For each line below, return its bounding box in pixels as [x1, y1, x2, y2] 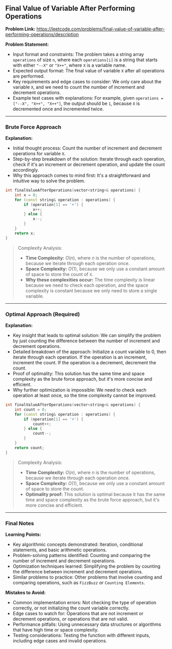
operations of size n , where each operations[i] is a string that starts [12, 57, 158, 63]
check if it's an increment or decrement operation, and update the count [12, 161, 165, 168]
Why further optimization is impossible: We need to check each [12, 387, 147, 393]
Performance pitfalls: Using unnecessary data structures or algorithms [12, 621, 161, 627]
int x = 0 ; [14, 192, 38, 197]
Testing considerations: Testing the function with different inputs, [12, 632, 150, 638]
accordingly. [12, 167, 39, 173]
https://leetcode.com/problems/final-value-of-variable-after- [36, 26, 165, 32]
